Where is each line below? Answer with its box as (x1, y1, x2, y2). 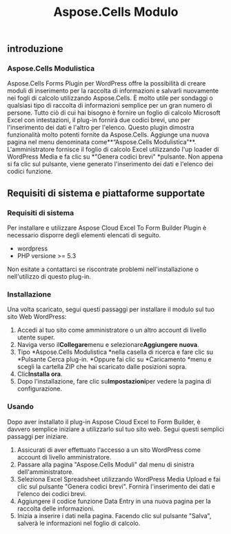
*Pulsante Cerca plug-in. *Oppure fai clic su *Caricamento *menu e (17, 355, 212, 364)
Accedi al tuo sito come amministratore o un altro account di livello (17, 326, 207, 335)
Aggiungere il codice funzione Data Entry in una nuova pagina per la (17, 497, 212, 505)
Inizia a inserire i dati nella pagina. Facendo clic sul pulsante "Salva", (17, 511, 212, 520)
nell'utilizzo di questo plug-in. (7, 273, 92, 281)
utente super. (17, 333, 55, 342)
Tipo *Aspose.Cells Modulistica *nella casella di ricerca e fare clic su (17, 348, 214, 356)
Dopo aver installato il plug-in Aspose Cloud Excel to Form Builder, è (7, 417, 201, 426)
